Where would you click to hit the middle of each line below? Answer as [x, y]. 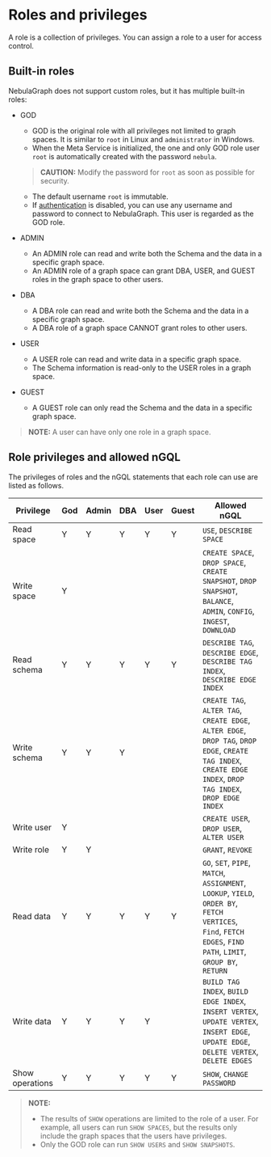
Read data [31, 916]
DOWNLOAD [219, 630]
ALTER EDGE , [225, 730]
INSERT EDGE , [227, 1031]
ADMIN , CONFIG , [229, 610]
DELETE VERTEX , [231, 1051]
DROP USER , [223, 828]
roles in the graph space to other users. [98, 279]
